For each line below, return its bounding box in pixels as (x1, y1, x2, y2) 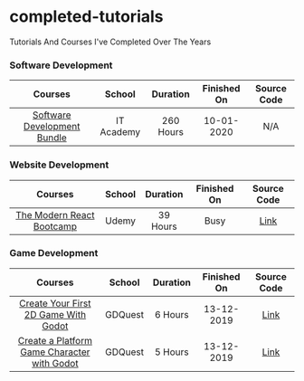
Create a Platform (17, 334, 93, 347)
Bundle (36, 131, 67, 144)
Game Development (9, 247, 99, 260)
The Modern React (14, 208, 95, 221)
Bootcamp (33, 220, 78, 233)
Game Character (19, 346, 90, 358)
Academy (100, 126, 141, 138)
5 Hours (154, 346, 190, 358)
